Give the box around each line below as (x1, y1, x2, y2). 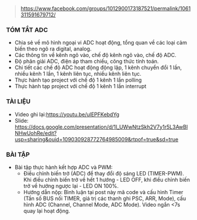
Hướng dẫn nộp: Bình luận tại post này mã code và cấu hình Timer (23, 188, 183, 195)
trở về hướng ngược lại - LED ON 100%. (23, 182, 119, 189)
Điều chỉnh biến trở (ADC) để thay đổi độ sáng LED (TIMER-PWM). (23, 170, 184, 177)
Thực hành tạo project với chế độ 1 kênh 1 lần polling (14, 76, 142, 84)
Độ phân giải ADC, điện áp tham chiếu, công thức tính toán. (14, 58, 159, 65)
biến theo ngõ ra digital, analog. (14, 45, 92, 52)
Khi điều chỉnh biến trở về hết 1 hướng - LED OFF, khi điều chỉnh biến (23, 176, 190, 183)
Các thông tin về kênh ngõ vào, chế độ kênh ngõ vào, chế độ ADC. (14, 52, 176, 59)
